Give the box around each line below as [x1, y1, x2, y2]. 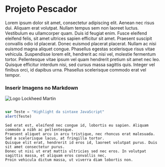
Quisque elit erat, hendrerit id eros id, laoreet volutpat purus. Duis [5, 140, 158, 145]
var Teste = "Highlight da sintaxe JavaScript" [5, 109, 105, 114]
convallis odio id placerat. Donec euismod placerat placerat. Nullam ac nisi [5, 40, 157, 46]
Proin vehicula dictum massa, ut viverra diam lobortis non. [5, 157, 133, 162]
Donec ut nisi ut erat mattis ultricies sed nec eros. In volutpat [5, 149, 147, 154]
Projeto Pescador [5, 3, 77, 15]
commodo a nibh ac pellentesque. [5, 127, 74, 132]
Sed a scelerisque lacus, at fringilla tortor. [5, 135, 105, 141]
